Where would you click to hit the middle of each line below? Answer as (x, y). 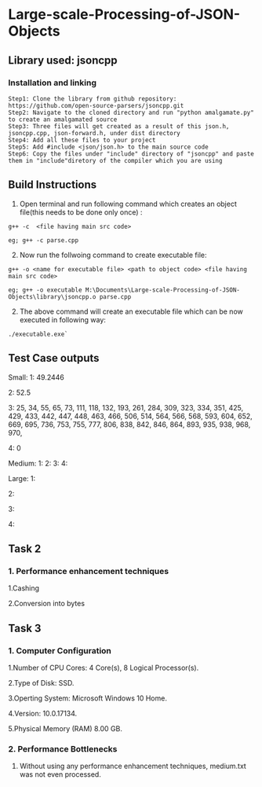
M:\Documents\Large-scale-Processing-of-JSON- (163, 290)
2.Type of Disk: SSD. (41, 682)
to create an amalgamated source (63, 120)
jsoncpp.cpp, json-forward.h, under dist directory (94, 133)
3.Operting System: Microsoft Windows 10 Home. (87, 698)
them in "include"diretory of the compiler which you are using (115, 160)
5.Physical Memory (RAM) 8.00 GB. (65, 728)
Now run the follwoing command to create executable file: (113, 255)
